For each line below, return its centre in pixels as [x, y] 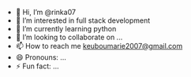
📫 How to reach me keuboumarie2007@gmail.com [99, 46]
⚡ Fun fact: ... [37, 66]
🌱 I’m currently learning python [66, 29]
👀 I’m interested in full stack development [83, 20]
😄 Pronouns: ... [41, 57]
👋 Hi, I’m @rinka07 [46, 12]
